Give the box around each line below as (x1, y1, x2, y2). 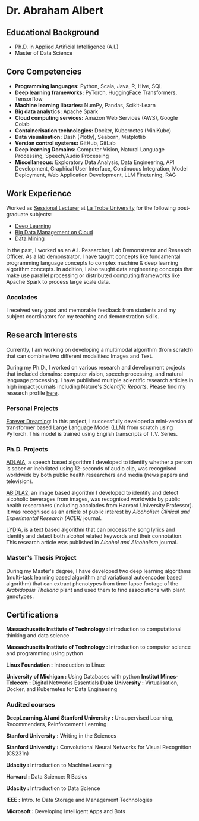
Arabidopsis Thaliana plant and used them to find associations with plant (6, 586, 185, 593)
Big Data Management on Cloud (14, 228, 93, 236)
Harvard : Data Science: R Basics (6, 773, 88, 780)
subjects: (29, 210, 52, 218)
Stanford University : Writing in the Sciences (6, 732, 117, 739)
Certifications (6, 610, 59, 620)
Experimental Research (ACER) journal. (6, 515, 102, 522)
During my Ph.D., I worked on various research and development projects (6, 364, 186, 371)
